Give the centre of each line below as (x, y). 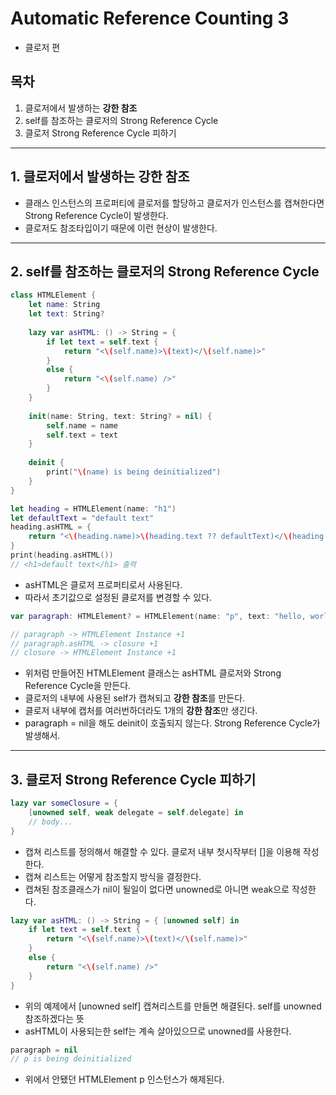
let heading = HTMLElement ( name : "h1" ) (93, 508)
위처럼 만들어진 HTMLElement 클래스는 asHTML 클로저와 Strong (153, 673)
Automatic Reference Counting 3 (150, 18)
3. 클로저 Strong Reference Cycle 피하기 (133, 779)
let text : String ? (66, 314)
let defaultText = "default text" (82, 518)
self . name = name (82, 425)
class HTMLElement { (53, 295)
